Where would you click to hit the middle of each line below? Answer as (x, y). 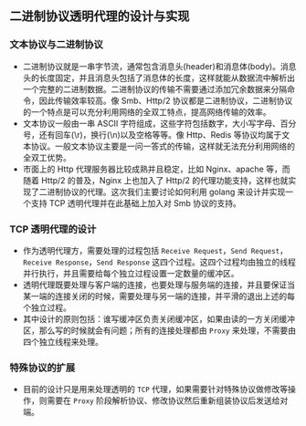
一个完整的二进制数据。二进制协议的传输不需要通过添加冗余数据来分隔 (155, 88)
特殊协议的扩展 (42, 368)
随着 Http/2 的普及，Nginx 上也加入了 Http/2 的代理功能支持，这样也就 (155, 180)
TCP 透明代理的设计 (53, 229)
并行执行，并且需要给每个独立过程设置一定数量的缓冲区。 (131, 273)
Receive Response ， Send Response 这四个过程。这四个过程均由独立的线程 (159, 262)
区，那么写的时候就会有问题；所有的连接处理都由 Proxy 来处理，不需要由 (159, 330)
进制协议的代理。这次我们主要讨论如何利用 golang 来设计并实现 (166, 192)
